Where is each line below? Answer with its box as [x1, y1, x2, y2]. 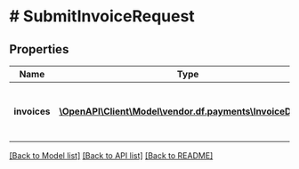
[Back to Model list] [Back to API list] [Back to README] [9, 150, 214, 161]
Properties [9, 42, 69, 57]
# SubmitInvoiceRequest [9, 6, 196, 27]
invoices [13, 105, 51, 117]
